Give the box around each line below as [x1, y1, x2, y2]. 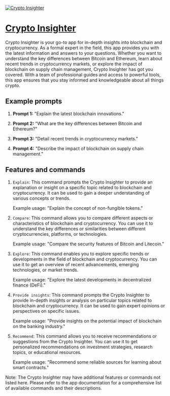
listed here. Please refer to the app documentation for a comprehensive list [5, 379, 162, 385]
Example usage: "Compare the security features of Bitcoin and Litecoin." [12, 241, 164, 247]
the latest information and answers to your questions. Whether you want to [5, 50, 162, 56]
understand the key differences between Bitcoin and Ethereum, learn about [5, 55, 162, 61]
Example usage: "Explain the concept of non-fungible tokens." [12, 205, 143, 211]
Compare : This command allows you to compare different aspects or [12, 214, 153, 221]
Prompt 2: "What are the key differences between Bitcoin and [12, 120, 142, 126]
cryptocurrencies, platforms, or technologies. [12, 231, 108, 237]
